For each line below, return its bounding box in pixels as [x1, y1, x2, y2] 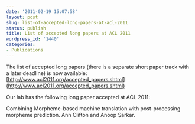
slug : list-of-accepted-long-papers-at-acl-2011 [6, 19, 128, 25]
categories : [6, 42, 35, 48]
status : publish [6, 25, 46, 31]
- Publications [6, 47, 44, 53]
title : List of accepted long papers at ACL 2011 [6, 31, 131, 37]
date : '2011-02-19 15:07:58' [6, 8, 78, 15]
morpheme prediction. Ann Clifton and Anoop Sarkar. [6, 111, 135, 118]
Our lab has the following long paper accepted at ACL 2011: [6, 93, 151, 100]
